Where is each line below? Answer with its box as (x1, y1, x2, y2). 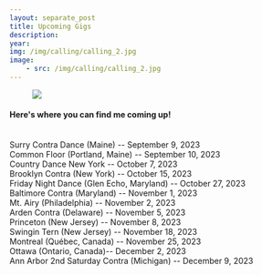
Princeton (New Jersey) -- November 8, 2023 (9, 217, 182, 228)
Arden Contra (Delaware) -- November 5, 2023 (9, 207, 186, 219)
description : (9, 30, 59, 39)
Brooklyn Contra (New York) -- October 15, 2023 (9, 168, 193, 179)
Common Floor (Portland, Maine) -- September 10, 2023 (9, 149, 221, 160)
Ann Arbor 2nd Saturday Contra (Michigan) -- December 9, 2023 (9, 256, 254, 267)
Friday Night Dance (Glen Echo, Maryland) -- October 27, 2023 (9, 178, 246, 189)
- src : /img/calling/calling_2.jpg (26, 65, 162, 74)
